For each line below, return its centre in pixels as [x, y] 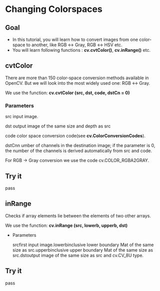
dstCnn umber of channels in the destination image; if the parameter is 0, [80, 145]
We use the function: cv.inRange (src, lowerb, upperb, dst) [67, 225]
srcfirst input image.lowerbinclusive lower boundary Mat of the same [83, 245]
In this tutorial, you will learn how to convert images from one [75, 39]
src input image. [22, 117]
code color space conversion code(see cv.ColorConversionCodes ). [75, 136]
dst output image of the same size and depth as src [58, 126]
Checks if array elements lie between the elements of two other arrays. [78, 216]
